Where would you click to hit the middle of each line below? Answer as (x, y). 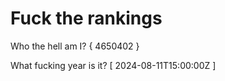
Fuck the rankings (86, 18)
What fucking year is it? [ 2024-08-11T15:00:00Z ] (113, 65)
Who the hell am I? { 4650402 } (75, 46)
